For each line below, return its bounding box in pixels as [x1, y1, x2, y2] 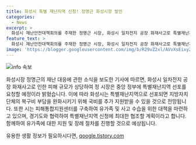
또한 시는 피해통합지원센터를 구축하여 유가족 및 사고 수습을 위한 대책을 [13, 105, 173, 112]
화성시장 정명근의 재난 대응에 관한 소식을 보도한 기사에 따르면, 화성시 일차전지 [6, 75, 182, 82]
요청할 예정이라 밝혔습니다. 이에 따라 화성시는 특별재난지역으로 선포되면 [6, 90, 168, 97]
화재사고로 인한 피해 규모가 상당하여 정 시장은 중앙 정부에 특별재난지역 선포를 [12, 83, 187, 90]
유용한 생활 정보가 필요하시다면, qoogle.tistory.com [6, 132, 124, 139]
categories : [6, 14, 35, 20]
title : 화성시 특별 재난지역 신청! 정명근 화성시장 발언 [6, 8, 123, 15]
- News [11, 19, 27, 25]
